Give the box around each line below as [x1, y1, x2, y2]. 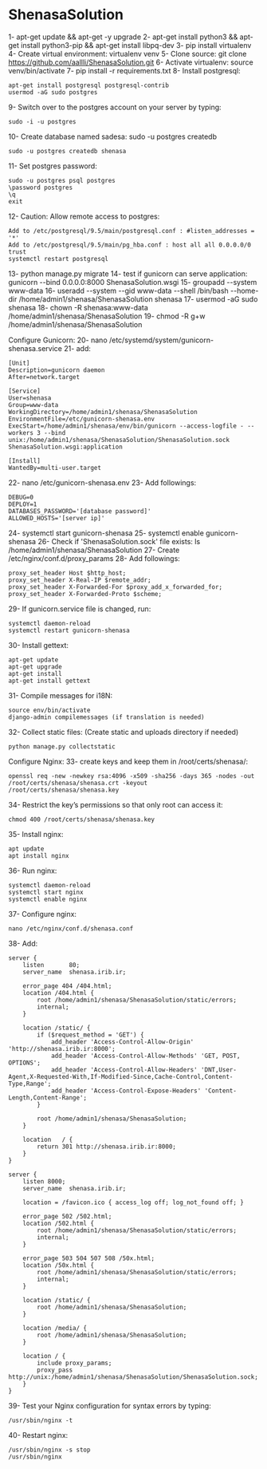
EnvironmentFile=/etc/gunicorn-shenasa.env [8, 415, 155, 423]
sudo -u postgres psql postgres [8, 176, 116, 184]
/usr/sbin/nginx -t [8, 1416, 73, 1424]
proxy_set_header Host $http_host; [8, 569, 127, 577]
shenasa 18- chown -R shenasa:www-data [8, 302, 149, 312]
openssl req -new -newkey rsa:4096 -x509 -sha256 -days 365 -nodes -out [8, 772, 255, 780]
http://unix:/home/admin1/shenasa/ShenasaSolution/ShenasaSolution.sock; [8, 1372, 259, 1381]
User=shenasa [8, 393, 52, 402]
